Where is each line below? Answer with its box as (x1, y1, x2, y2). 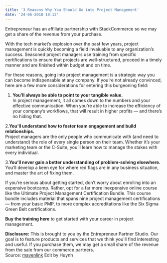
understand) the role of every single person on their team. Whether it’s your (5, 138, 161, 145)
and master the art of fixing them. (5, 169, 74, 175)
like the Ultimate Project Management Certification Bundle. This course (5, 190, 151, 196)
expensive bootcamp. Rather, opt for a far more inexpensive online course (5, 184, 158, 190)
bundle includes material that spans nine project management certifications (5, 195, 161, 201)
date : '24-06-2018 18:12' (5, 12, 59, 17)
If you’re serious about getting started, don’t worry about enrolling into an (5, 179, 156, 185)
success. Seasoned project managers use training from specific (5, 51, 137, 57)
